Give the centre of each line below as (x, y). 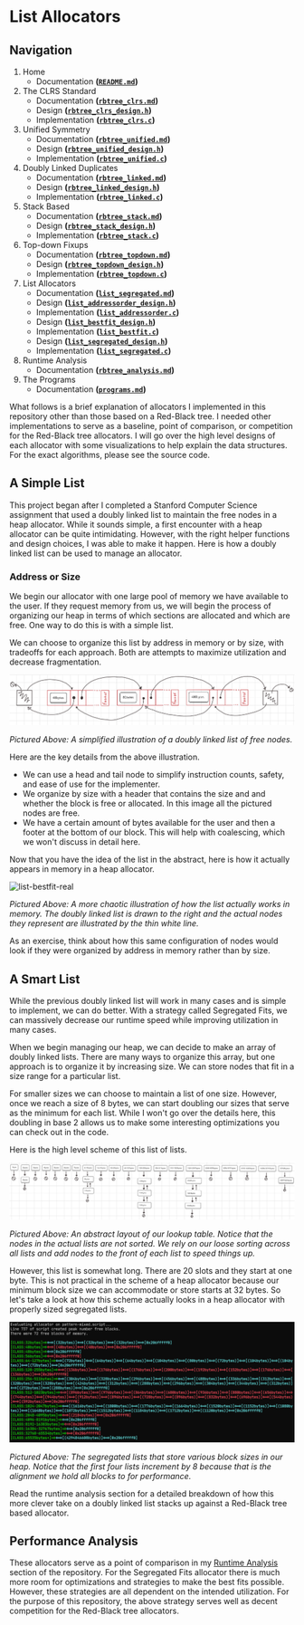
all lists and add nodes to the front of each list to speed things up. (132, 1253)
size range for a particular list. (65, 1076)
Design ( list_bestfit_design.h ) (96, 322)
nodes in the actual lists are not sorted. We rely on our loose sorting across (150, 1243)
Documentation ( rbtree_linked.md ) (101, 177)
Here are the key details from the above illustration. (105, 757)
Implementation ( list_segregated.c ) (104, 351)
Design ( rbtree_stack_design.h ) (96, 225)
